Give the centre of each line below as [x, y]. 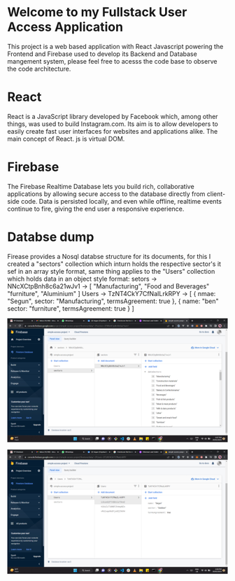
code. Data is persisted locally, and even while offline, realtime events [121, 201]
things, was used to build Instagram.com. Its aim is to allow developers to [113, 124]
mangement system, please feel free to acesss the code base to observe [112, 61]
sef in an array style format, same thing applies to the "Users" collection [111, 271]
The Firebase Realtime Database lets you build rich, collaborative [101, 186]
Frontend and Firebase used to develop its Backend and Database [102, 54]
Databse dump [51, 237]
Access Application [65, 27]
